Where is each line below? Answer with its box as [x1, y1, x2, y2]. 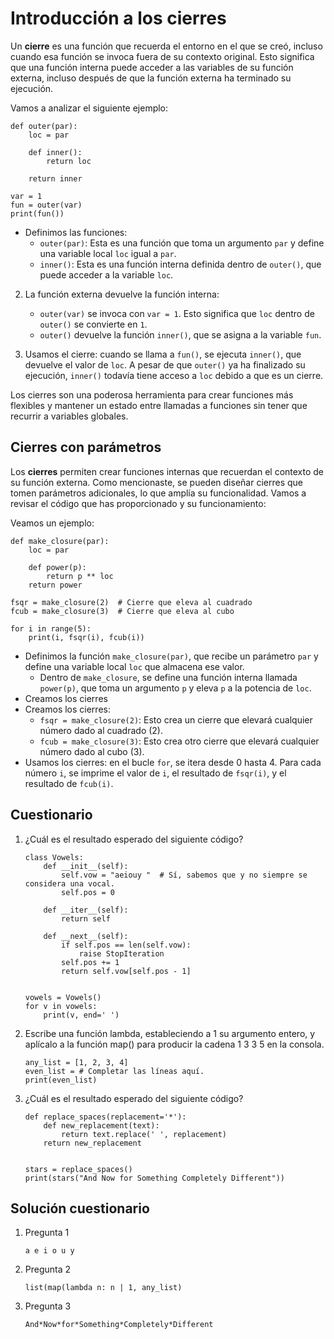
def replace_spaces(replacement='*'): [24, 1112, 187, 1122]
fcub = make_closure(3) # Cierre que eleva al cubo [10, 606, 235, 616]
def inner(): [28, 147, 83, 157]
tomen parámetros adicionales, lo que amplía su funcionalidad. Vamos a [10, 487, 307, 499]
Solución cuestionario [10, 1200, 150, 1217]
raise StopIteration [78, 948, 165, 959]
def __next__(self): [43, 931, 129, 941]
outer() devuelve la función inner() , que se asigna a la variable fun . [39, 328, 322, 341]
